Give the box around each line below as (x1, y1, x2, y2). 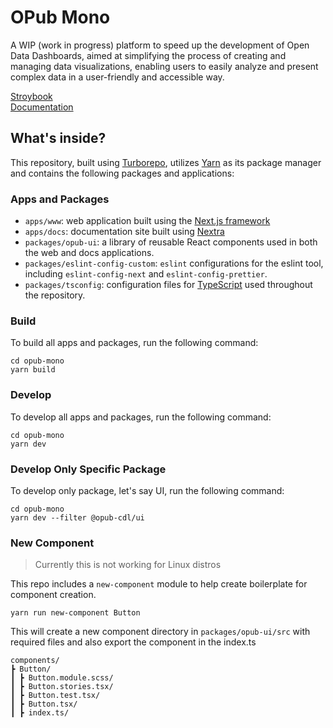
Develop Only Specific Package (10, 462, 167, 476)
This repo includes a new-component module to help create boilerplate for (10, 578, 308, 590)
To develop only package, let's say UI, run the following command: (10, 484, 285, 496)
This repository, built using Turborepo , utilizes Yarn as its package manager (10, 156, 322, 168)
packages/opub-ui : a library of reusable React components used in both (24, 236, 318, 248)
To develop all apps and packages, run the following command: (10, 411, 272, 423)
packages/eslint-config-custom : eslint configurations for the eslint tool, (24, 257, 324, 270)
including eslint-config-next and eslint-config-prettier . (24, 268, 268, 280)
